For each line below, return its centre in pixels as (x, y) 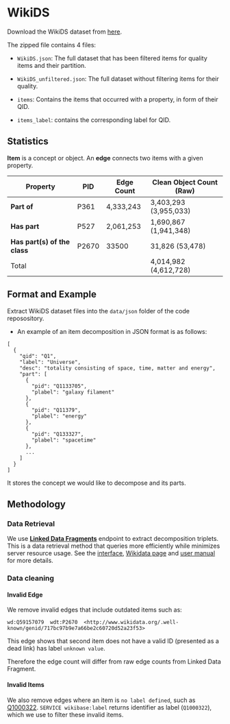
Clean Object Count (185, 182)
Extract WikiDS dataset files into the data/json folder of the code (99, 311)
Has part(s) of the (40, 241)
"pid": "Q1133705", (60, 386)
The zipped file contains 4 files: (52, 45)
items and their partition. (52, 65)
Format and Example (52, 294)
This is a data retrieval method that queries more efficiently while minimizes (114, 546)
